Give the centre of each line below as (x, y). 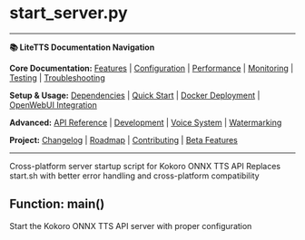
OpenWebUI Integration (53, 105)
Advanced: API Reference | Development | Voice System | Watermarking (146, 122)
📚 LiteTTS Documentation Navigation (82, 47)
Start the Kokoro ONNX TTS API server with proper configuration (131, 226)
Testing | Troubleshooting (58, 77)
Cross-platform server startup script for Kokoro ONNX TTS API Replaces (145, 166)
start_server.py (69, 13)
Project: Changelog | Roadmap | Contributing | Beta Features (124, 139)
